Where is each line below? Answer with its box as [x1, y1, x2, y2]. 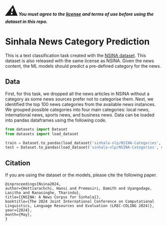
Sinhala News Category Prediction [5, 36, 150, 47]
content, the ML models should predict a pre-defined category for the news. [5, 63, 162, 69]
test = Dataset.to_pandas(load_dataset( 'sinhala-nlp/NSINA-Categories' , [5, 145, 159, 150]
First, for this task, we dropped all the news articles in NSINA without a [5, 91, 150, 97]
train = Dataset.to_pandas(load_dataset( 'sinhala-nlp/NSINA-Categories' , [5, 140, 162, 145]
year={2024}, [5, 208, 32, 213]
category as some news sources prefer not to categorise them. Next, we [5, 96, 154, 102]
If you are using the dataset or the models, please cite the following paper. [5, 172, 158, 178]
